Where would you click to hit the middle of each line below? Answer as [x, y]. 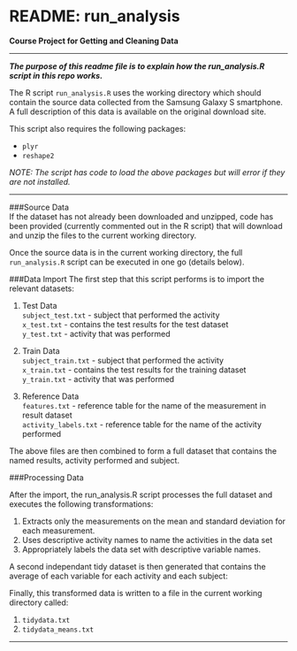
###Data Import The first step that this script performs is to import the [137, 279]
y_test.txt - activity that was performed [96, 333]
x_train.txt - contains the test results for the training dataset [134, 370]
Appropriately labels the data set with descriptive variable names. [141, 549]
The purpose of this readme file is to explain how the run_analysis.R [137, 66]
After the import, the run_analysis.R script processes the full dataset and [141, 494]
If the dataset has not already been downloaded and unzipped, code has [141, 216]
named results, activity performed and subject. [94, 460]
